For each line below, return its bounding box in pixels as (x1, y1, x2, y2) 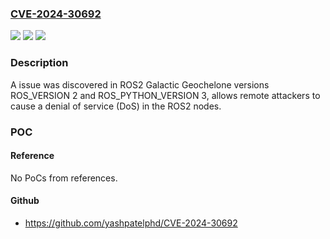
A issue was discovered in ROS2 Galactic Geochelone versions (10, 78, 270, 91)
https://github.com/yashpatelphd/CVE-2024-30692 (24, 217, 238, 229)
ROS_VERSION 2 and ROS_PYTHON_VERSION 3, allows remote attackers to (10, 89, 321, 101)
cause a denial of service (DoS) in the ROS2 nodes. (10, 100, 222, 112)
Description (10, 56, 69, 70)
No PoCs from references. (10, 172, 118, 184)
